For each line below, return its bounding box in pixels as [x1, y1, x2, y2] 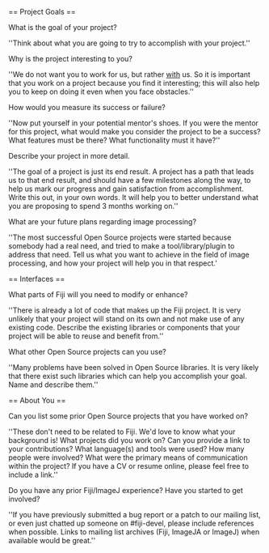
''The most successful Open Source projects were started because [8, 232, 232, 242]
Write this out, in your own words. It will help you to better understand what [8, 193, 258, 202]
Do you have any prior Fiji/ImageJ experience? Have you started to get [8, 486, 244, 495]
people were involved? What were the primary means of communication [8, 453, 248, 462]
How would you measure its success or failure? [8, 103, 166, 112]
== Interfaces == [8, 274, 65, 283]
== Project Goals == [8, 7, 76, 16]
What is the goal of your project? [8, 23, 117, 32]
